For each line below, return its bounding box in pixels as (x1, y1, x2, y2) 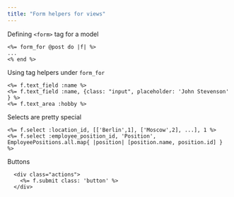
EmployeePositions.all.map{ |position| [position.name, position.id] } (7, 138, 223, 145)
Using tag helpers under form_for (7, 68, 105, 76)
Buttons (7, 157, 30, 166)
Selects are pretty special (7, 112, 82, 121)
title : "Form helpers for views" (7, 10, 106, 18)
